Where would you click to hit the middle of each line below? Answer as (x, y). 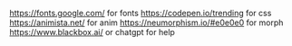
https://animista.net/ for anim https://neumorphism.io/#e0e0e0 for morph (146, 23)
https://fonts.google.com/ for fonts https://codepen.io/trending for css (141, 13)
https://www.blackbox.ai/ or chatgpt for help (92, 32)
